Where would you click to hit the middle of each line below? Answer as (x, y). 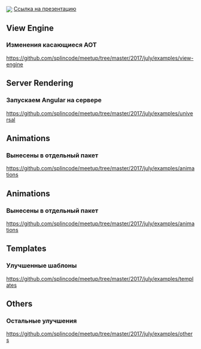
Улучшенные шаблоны (42, 266)
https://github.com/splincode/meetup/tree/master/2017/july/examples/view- (100, 58)
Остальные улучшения (42, 320)
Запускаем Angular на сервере (54, 100)
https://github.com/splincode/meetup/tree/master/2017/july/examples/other (100, 334)
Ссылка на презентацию (45, 9)
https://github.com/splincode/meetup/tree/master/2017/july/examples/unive (100, 113)
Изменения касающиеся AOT (52, 45)
